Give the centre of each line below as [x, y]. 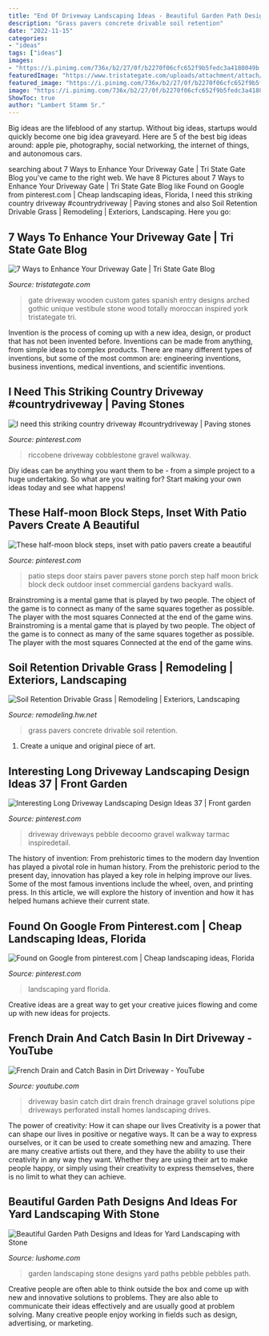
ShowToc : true [32, 98]
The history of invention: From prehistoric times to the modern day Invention [134, 859]
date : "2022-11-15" [41, 30]
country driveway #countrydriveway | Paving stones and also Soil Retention [133, 203]
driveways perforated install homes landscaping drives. [119, 1110]
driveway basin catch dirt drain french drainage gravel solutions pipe [141, 1101]
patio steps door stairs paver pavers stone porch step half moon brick [143, 575]
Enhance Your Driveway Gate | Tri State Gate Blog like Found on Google [126, 186]
